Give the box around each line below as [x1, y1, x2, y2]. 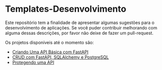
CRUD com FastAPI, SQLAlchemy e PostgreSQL [12, 54, 109, 60]
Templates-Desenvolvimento [5, 3, 127, 15]
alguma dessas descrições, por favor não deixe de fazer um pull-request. [5, 30, 154, 36]
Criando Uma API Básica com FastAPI [12, 49, 89, 55]
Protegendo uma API [12, 59, 54, 65]
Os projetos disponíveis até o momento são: [5, 39, 94, 45]
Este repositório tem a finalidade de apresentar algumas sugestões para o [5, 20, 155, 25]
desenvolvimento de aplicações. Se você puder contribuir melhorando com [5, 24, 158, 30]
